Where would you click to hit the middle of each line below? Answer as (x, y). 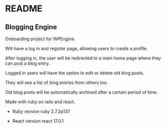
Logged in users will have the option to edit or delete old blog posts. (75, 73)
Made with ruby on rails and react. (40, 102)
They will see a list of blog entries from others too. (57, 83)
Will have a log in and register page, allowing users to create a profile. (77, 48)
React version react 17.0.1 (38, 121)
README (24, 9)
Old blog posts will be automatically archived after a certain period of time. (82, 92)
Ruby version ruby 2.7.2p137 (41, 111)
